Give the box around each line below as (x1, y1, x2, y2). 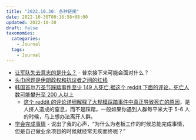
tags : (11, 47, 25, 53)
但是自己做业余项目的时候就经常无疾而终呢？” (14, 127, 125, 135)
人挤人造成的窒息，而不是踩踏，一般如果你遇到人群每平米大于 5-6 (23, 105, 184, 112)
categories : (11, 36, 41, 42)
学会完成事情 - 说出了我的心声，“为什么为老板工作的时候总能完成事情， (14, 120, 188, 127)
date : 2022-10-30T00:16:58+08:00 (6, 14, 88, 20)
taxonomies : (6, 30, 35, 36)
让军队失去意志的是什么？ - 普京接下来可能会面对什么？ (14, 69, 150, 76)
